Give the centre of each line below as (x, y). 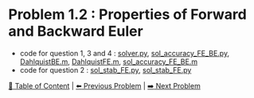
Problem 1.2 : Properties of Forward (127, 15)
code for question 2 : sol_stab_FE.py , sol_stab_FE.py (106, 70)
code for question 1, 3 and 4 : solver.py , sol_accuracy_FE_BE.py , (124, 53)
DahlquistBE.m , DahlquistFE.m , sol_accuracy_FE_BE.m (108, 62)
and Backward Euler (76, 31)
